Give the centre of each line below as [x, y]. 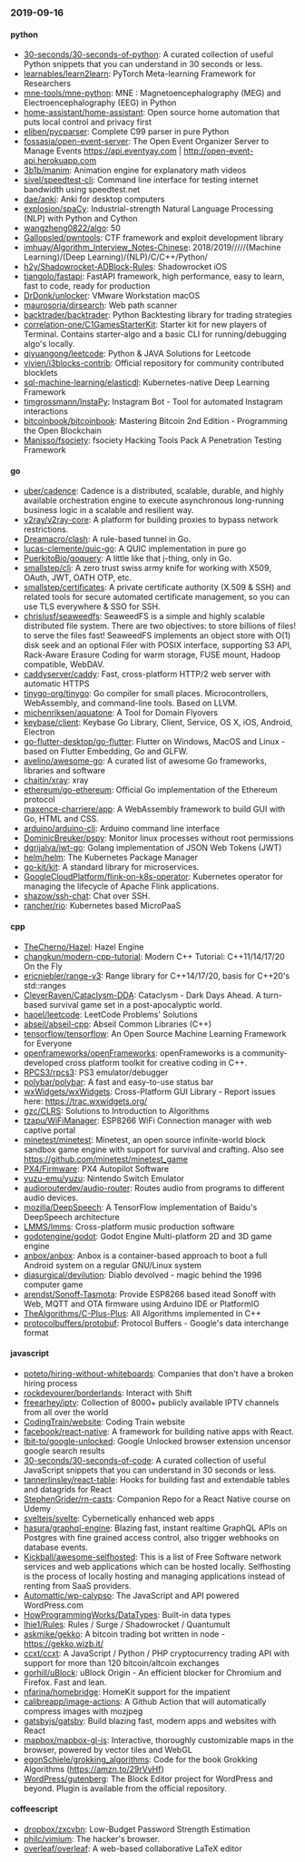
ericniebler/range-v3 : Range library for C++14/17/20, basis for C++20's [157, 975]
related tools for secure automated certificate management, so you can [157, 597]
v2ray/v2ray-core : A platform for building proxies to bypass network [151, 520]
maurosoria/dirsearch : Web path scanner [100, 305]
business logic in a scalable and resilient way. [108, 510]
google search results [64, 1451]
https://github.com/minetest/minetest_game [106, 1158]
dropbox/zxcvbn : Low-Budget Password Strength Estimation [137, 1829]
